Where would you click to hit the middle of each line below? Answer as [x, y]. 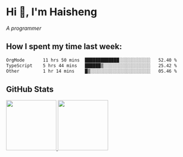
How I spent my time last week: [64, 47]
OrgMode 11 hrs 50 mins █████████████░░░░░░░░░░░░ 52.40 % [91, 60]
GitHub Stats [30, 89]
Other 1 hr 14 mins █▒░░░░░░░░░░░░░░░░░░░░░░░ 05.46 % [91, 71]
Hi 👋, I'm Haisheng [52, 12]
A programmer [24, 28]
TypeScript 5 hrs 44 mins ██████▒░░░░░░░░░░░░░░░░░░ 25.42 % [91, 66]
